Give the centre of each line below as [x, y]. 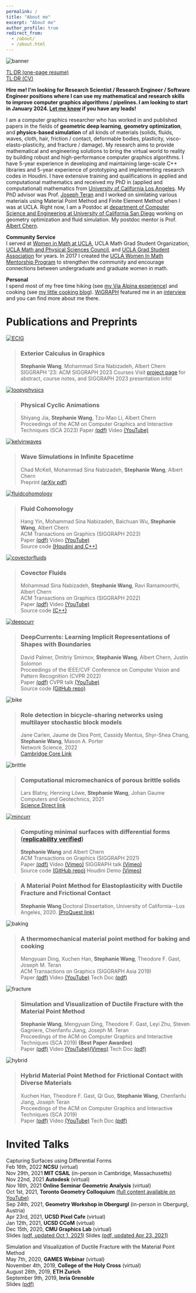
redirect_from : [24, 33]
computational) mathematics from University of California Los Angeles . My [96, 188]
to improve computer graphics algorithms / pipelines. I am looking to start [97, 102]
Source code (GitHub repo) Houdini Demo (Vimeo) [81, 870]
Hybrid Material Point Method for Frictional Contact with [101, 1076]
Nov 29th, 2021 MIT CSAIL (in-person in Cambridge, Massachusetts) [89, 1173]
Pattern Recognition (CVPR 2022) [61, 676]
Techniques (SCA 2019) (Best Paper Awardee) [76, 1043]
